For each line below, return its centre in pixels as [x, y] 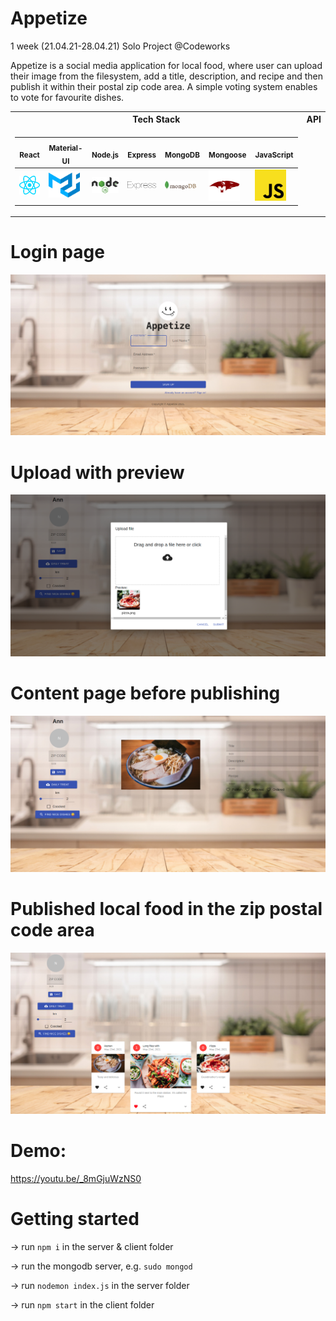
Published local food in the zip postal [166, 908]
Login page [57, 252]
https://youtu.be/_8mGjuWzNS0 [76, 1178]
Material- [65, 148]
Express [142, 155]
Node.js [105, 155]
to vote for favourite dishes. [67, 97]
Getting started [75, 1219]
